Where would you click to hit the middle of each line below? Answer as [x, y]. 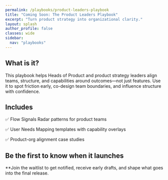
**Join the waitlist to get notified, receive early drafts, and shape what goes [84, 168]
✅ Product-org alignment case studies [45, 140]
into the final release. [27, 173]
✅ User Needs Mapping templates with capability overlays [66, 130]
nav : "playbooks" [28, 43]
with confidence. [23, 91]
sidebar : [14, 38]
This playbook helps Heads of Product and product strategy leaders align [81, 75]
